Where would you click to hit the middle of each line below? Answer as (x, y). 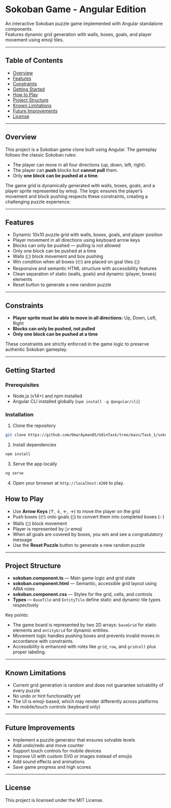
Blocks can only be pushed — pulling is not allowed (67, 245)
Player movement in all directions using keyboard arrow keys (76, 240)
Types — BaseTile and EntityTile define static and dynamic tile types (87, 600)
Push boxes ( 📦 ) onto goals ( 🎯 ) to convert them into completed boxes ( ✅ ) (89, 517)
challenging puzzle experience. (38, 201)
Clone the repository (34, 426)
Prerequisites (22, 385)
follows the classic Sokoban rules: (41, 155)
